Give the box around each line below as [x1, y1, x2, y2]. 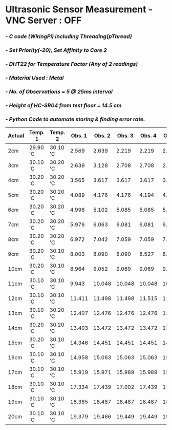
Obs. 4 [140, 132, 157, 139]
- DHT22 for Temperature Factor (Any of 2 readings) [5, 60, 138, 67]
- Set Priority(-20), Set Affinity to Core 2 [5, 47, 107, 54]
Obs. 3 [117, 132, 134, 139]
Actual [8, 132, 25, 139]
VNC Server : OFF [5, 14, 82, 26]
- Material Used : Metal [5, 74, 64, 81]
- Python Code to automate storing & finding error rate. [5, 116, 145, 123]
